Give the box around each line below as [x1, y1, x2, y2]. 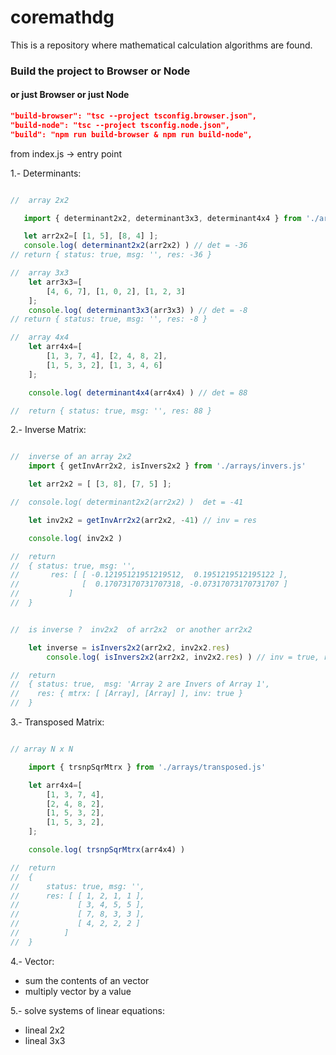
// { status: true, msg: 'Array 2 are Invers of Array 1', [10, 679, 271, 690]
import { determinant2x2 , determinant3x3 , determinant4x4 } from [23, 213, 302, 223]
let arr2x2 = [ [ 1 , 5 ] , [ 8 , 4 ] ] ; [23, 231, 159, 241]
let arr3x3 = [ [28, 277, 83, 287]
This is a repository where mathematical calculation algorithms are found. [10, 39, 313, 51]
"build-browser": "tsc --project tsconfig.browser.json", [10, 111, 257, 121]
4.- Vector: [10, 955, 55, 967]
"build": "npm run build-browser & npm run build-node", [10, 129, 253, 140]
